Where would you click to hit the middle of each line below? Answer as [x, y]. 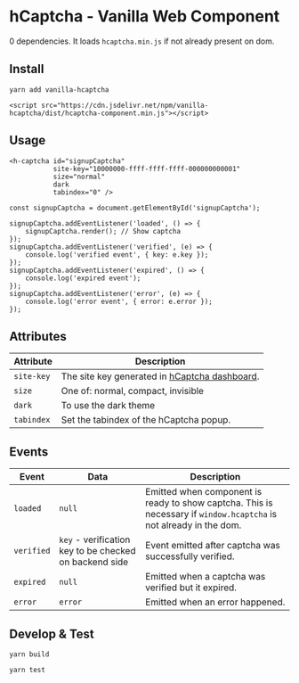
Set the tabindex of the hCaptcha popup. [146, 420]
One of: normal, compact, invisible [133, 391]
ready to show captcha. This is [209, 503]
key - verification [95, 539]
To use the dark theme [108, 406]
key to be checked [97, 551]
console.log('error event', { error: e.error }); [119, 301]
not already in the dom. [194, 525]
